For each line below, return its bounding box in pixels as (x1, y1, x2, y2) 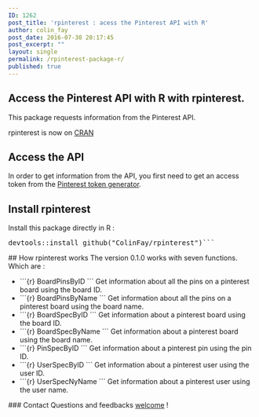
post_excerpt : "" (8, 41, 65, 49)
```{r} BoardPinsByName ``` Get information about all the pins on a (19, 294, 232, 303)
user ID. (19, 368, 46, 378)
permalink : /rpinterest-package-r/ (8, 56, 125, 64)
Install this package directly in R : (8, 223, 115, 232)
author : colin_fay (8, 26, 68, 34)
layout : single (8, 48, 58, 56)
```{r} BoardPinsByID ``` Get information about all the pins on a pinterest (19, 276, 250, 287)
